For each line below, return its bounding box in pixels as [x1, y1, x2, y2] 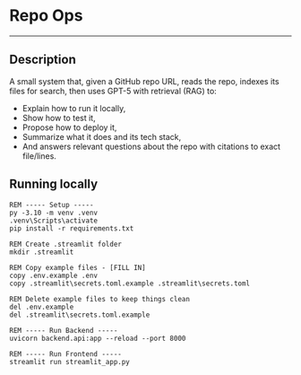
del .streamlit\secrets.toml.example [9, 310, 150, 319]
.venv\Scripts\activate [9, 216, 99, 225]
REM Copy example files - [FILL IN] [9, 263, 146, 272]
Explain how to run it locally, [21, 102, 126, 113]
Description [9, 52, 76, 67]
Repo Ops [9, 5, 83, 26]
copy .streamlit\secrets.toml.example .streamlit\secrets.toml [9, 279, 251, 288]
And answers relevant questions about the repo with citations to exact [21, 141, 280, 152]
